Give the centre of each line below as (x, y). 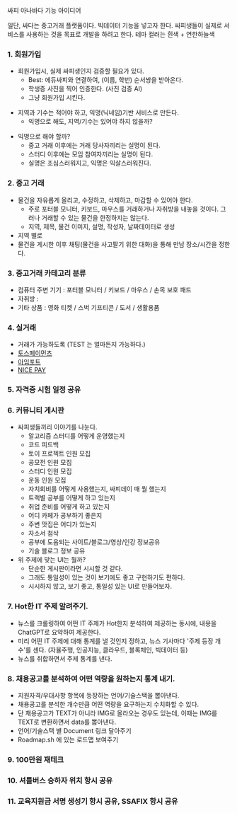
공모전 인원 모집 (50, 463)
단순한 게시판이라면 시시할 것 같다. (75, 569)
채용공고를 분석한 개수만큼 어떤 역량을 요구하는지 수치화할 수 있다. (108, 704)
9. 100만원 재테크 (36, 759)
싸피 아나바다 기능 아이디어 (44, 10)
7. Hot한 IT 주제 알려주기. (48, 606)
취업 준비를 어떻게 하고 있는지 (69, 507)
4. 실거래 (22, 328)
